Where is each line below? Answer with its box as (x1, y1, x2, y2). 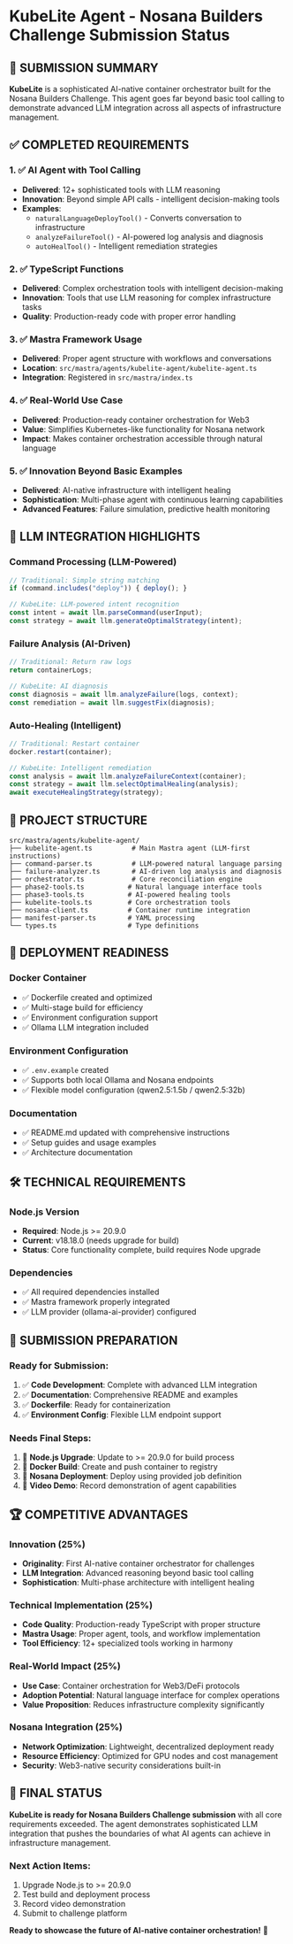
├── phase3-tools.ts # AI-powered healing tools (9, 890, 231, 899)
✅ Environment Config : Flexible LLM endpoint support (21, 1409, 222, 1420)
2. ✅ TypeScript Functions (9, 263, 124, 275)
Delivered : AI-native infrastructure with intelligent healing (21, 484, 231, 495)
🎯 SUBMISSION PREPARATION (9, 1332, 178, 1347)
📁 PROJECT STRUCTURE (9, 813, 148, 828)
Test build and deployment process (21, 1888, 151, 1900)
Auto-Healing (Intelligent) (9, 719, 122, 731)
